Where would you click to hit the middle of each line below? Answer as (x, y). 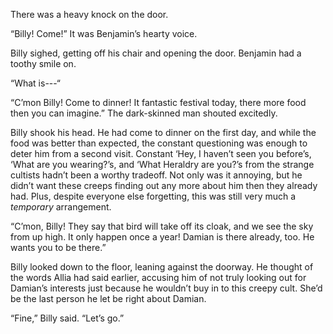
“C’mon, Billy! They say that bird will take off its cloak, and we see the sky (162, 226)
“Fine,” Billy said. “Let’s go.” (67, 318)
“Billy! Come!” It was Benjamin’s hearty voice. (104, 33)
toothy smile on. (43, 63)
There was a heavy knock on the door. (89, 14)
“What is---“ (36, 83)
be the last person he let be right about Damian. (108, 298)
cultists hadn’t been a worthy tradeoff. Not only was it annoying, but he (156, 175)
